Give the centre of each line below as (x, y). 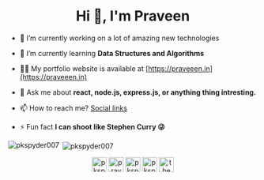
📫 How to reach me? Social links (74, 108)
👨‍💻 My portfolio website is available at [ (84, 68)
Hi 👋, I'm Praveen (133, 16)
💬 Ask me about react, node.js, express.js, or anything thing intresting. (138, 92)
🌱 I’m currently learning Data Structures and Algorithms (112, 53)
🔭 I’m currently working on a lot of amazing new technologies (119, 38)
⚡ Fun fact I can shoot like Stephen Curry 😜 (92, 126)
